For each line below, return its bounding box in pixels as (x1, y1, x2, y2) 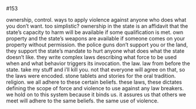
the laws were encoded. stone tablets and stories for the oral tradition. (6, 73, 176, 79)
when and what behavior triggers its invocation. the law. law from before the (6, 60, 191, 67)
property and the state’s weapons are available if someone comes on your (6, 35, 185, 42)
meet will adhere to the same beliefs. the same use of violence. (6, 97, 159, 104)
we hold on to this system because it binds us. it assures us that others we (6, 91, 187, 98)
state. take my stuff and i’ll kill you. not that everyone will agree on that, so (6, 66, 185, 73)
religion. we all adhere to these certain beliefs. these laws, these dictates (6, 79, 182, 86)
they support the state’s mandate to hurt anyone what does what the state (6, 47, 185, 54)
